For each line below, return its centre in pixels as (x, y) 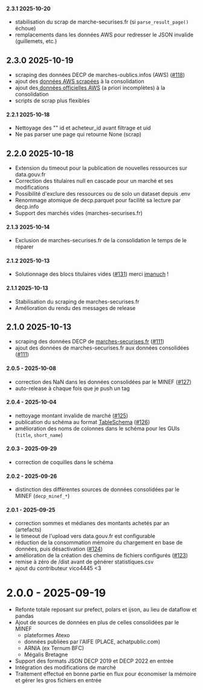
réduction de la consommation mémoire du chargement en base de (99, 543)
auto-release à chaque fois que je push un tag (72, 388)
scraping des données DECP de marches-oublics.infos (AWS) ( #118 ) (100, 75)
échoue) (25, 28)
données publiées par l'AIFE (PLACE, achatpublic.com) (92, 642)
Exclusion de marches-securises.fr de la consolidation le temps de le (101, 241)
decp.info (27, 207)
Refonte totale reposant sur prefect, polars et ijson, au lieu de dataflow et (106, 609)
